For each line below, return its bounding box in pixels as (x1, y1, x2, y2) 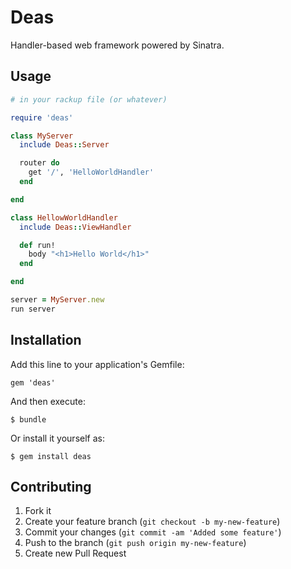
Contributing (10, 478, 92, 495)
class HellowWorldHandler (10, 212, 118, 223)
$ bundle (10, 414, 47, 425)
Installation (10, 332, 82, 349)
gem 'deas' (10, 377, 56, 388)
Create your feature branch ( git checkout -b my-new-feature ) (24, 516, 281, 528)
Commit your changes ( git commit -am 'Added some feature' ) (24, 526, 282, 538)
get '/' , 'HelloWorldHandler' (28, 167, 155, 178)
